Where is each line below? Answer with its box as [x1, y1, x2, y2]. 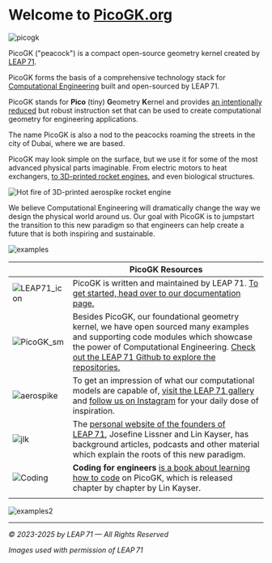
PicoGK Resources [129, 264, 203, 275]
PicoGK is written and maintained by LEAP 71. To [72, 277, 259, 289]
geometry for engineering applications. [8, 114, 139, 123]
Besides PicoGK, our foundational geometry [72, 311, 240, 322]
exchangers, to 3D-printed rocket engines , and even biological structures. [8, 171, 255, 181]
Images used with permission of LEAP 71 [8, 545, 143, 555]
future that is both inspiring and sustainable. [8, 229, 155, 239]
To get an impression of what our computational [72, 375, 255, 386]
